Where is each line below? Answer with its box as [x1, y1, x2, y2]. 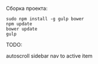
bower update [6, 26, 38, 32]
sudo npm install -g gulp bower [6, 16, 84, 22]
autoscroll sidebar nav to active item [6, 52, 93, 59]
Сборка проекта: [6, 5, 48, 12]
